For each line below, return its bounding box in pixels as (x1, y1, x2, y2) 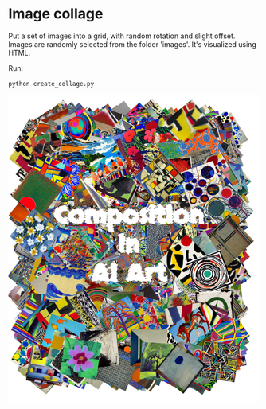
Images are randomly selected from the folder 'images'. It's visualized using (8, 39, 256, 49)
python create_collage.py (8, 80, 94, 88)
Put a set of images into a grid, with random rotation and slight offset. (8, 31, 236, 41)
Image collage (8, 5, 104, 23)
